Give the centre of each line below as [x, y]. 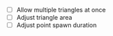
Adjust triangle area [44, 18]
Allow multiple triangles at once [61, 10]
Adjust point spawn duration [56, 25]
